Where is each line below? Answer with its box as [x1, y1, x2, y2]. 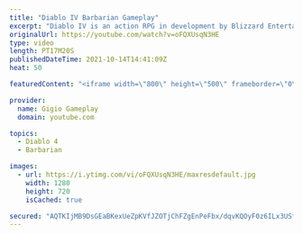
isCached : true [25, 195, 83, 204]
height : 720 [25, 186, 70, 196]
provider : [9, 95, 47, 104]
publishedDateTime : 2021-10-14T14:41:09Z [9, 55, 168, 64]
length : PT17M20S [9, 47, 75, 56]
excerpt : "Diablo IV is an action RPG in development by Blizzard [9, 22, 264, 31]
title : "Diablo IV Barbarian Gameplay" [9, 13, 160, 22]
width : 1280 [25, 178, 70, 187]
